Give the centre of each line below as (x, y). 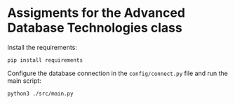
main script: (25, 80)
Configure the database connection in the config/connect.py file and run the (117, 73)
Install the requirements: (42, 47)
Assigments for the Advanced (96, 13)
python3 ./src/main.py (40, 93)
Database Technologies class (95, 28)
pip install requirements (45, 60)
